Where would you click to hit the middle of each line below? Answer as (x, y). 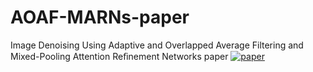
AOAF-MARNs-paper (100, 17)
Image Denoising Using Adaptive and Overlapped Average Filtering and (157, 45)
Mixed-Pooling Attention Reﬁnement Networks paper (119, 56)
